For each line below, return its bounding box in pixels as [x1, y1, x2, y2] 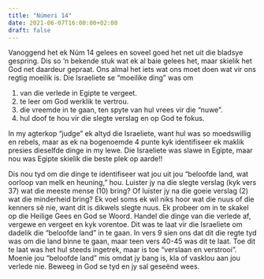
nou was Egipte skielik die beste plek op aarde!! [8, 154, 163, 164]
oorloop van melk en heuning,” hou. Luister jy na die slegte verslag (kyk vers [8, 178, 257, 187]
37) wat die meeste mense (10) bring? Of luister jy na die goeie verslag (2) [8, 187, 249, 196]
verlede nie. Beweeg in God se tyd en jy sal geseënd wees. [8, 262, 200, 271]
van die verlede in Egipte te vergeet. [19, 89, 138, 98]
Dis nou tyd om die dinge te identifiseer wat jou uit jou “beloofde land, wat [8, 169, 249, 179]
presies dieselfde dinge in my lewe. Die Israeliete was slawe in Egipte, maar [8, 145, 254, 155]
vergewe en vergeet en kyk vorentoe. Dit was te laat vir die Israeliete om [8, 220, 243, 229]
